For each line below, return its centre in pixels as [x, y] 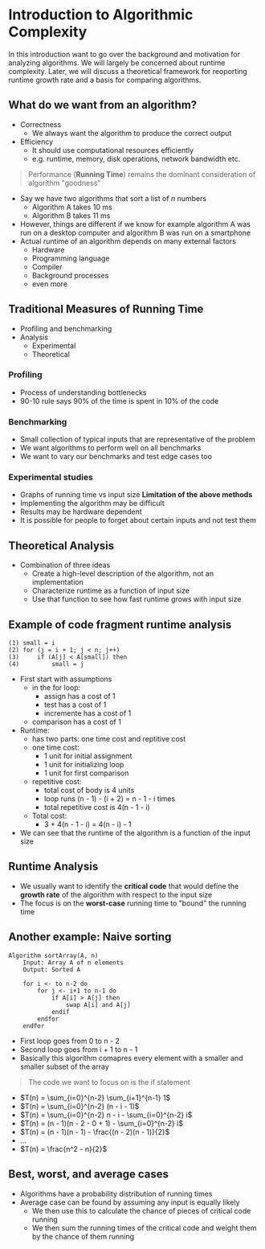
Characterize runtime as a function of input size [111, 591]
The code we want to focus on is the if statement [109, 1082]
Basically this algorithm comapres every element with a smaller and [131, 1058]
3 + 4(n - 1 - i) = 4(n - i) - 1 [88, 824]
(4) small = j [46, 664]
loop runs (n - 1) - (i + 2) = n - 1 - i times [110, 799]
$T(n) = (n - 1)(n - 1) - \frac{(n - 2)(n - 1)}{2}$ [95, 1132]
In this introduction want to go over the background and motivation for [124, 54]
